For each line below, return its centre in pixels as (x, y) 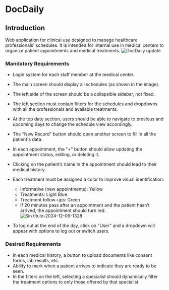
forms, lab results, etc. (36, 260)
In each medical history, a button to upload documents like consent (82, 255)
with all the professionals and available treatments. (65, 109)
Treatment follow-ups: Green (50, 200)
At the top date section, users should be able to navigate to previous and (88, 119)
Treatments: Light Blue (43, 194)
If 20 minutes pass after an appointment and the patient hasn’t (85, 205)
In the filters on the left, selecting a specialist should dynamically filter (85, 276)
